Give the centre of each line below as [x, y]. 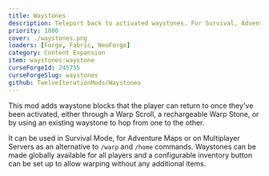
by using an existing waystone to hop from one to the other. [106, 122]
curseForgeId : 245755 [44, 68]
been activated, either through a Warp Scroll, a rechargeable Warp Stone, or [134, 114]
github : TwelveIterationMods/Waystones [75, 82]
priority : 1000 [34, 30]
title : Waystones [37, 16]
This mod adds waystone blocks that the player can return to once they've [131, 106]
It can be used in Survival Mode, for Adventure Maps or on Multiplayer [124, 138]
